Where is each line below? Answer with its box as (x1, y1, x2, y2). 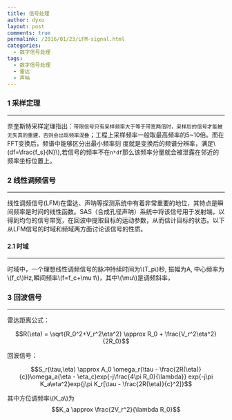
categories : (7, 42, 41, 49)
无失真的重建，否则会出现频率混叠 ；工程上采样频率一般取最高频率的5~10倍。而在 (7, 131, 224, 139)
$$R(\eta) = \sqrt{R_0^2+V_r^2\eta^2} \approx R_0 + (14, 330, 164, 338)
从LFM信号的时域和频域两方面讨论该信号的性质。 (7, 225, 147, 233)
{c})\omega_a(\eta (19, 372, 71, 381)
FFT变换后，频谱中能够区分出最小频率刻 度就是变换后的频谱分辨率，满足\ (7, 139, 216, 147)
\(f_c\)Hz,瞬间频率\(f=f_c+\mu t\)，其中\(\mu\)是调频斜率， (7, 274, 174, 282)
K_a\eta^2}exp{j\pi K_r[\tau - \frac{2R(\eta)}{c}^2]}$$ (40, 380, 192, 388)
